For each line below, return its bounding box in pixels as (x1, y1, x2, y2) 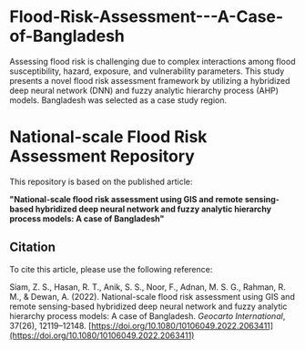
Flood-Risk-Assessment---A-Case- (9, 6, 284, 27)
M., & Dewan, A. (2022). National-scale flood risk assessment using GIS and (9, 291, 296, 302)
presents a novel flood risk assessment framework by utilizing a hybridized (9, 75, 290, 86)
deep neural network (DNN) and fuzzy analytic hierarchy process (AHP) (9, 85, 280, 96)
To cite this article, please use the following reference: (9, 263, 213, 274)
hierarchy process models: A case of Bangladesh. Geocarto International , (9, 310, 286, 321)
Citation (9, 240, 56, 255)
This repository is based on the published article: (9, 176, 193, 187)
